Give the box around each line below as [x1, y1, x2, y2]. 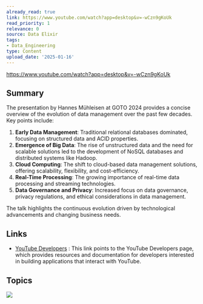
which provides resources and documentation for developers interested [15, 251, 195, 259]
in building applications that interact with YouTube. [15, 258, 141, 265]
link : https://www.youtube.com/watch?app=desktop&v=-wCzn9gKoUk [6, 15, 172, 21]
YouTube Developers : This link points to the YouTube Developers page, [15, 245, 194, 252]
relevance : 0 [6, 25, 39, 32]
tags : [6, 37, 20, 43]
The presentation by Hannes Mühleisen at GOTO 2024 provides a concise [6, 104, 191, 111]
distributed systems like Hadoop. [15, 154, 98, 162]
